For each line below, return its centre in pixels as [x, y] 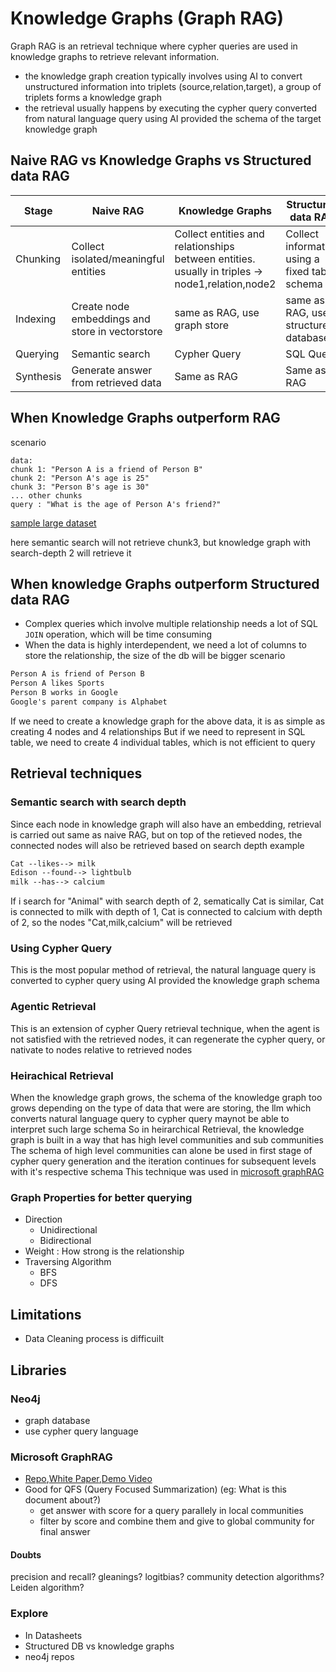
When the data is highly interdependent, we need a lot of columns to [165, 645]
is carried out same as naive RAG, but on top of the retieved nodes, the [156, 834]
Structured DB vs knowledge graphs [99, 1646]
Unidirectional [68, 1230]
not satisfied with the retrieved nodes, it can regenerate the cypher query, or [168, 1039]
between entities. [215, 259]
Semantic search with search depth [98, 802]
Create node [100, 306]
